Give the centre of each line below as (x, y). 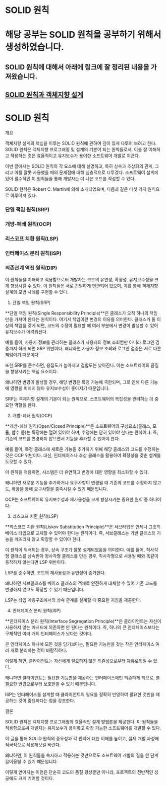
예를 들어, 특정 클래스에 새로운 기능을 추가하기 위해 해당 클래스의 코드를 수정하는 (83, 449)
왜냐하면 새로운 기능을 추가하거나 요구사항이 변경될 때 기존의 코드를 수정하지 (79, 483)
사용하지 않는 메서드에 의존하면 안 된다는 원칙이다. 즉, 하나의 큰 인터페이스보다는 (83, 628)
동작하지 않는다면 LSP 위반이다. (36, 562)
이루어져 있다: (24, 196)
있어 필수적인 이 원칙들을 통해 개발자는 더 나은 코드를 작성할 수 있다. (70, 179)
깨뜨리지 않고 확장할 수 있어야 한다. (48, 539)
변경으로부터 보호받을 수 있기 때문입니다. (57, 684)
